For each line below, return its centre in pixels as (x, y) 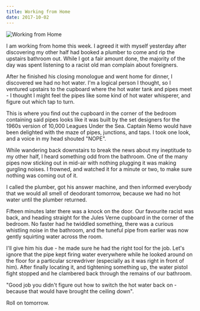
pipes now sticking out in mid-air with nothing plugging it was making (91, 163)
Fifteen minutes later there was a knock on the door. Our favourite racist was (100, 211)
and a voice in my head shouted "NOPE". (56, 138)
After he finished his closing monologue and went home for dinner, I (89, 76)
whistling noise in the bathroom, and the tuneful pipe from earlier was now (97, 230)
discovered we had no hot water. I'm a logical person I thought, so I (89, 83)
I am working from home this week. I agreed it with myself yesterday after (96, 46)
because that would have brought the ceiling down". (70, 291)
